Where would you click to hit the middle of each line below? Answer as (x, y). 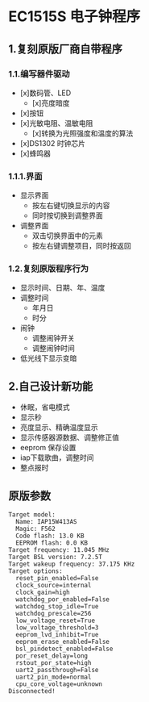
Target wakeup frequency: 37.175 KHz (72, 564)
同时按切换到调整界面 (67, 215)
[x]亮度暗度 (51, 102)
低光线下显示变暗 (48, 358)
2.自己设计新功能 (51, 386)
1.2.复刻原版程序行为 (49, 269)
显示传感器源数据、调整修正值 (69, 437)
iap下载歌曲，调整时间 (57, 458)
